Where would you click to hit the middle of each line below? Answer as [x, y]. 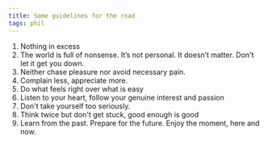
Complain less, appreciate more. [74, 80]
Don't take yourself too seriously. [75, 106]
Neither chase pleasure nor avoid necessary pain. [103, 71]
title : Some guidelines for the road [72, 16]
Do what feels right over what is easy [82, 88]
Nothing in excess [50, 46]
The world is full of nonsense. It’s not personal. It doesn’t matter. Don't [137, 55]
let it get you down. [52, 63]
